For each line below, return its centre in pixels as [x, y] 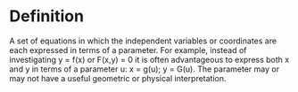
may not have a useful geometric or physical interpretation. [118, 78]
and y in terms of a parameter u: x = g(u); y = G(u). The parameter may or [144, 69]
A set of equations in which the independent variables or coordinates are [143, 41]
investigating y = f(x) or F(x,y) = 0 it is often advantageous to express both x [149, 59]
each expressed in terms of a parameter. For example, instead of [128, 50]
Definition [47, 16]
